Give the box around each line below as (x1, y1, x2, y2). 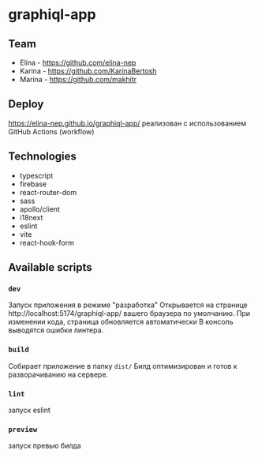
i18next (19, 212, 43, 222)
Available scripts (8, 261, 92, 274)
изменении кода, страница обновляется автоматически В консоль (8, 317, 234, 327)
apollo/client (19, 204, 61, 214)
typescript (19, 171, 54, 180)
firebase (19, 179, 47, 189)
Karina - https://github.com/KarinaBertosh (19, 66, 157, 76)
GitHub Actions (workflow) (8, 126, 95, 136)
